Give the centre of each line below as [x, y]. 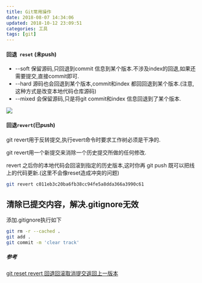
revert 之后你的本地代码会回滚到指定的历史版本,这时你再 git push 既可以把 [98, 165]
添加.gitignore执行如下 [34, 220]
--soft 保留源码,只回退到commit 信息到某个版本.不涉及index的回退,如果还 [105, 69]
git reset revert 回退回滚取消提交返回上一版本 [62, 273]
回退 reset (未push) [31, 54]
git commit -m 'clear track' [43, 242]
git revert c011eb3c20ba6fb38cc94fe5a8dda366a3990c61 [75, 184]
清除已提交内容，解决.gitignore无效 [73, 204]
